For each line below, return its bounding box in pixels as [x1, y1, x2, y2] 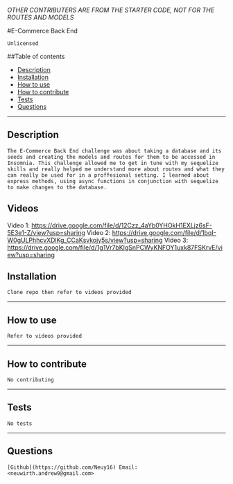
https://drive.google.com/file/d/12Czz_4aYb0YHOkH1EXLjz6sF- [31, 221, 213, 230]
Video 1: [7, 221, 30, 230]
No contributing [7, 377, 54, 383]
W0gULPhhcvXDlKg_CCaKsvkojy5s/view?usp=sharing [7, 236, 163, 244]
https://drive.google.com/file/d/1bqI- [112, 228, 216, 236]
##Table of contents [7, 52, 65, 60]
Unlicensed [7, 40, 39, 47]
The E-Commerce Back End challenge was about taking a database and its [7, 147, 222, 155]
